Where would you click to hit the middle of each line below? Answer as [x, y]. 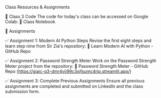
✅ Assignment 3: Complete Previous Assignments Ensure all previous [75, 81]
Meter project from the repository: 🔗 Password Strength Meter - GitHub [77, 66]
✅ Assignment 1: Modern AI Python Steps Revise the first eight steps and [78, 40]
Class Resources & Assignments [37, 7]
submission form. [22, 91]
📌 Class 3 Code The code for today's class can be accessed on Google [77, 16]
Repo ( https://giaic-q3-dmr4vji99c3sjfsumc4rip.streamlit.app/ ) [68, 71]
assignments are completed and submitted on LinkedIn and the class [74, 86]
